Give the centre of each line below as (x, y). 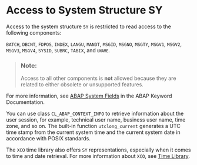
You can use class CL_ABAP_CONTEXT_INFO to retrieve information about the (95, 114)
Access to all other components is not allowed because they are (98, 78)
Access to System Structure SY (84, 10)
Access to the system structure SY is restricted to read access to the (89, 26)
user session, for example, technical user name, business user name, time (96, 120)
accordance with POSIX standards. (49, 139)
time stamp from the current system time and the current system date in (93, 132)
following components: (34, 32)
